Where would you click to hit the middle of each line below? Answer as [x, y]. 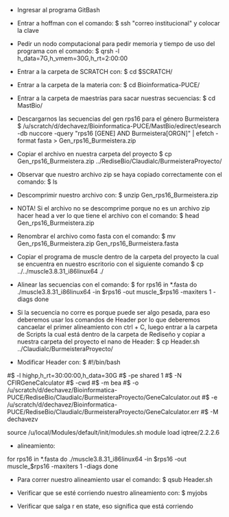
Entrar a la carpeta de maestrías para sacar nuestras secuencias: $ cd [116, 98]
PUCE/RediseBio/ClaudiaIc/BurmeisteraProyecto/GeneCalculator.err [103, 412]
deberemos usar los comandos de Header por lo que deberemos [109, 320]
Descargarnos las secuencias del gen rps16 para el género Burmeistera [118, 119]
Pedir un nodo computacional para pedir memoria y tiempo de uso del [116, 44]
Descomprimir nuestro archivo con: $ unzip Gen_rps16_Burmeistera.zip [118, 195]
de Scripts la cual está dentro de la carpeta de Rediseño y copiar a [111, 334]
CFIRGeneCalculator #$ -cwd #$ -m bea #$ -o [73, 383]
